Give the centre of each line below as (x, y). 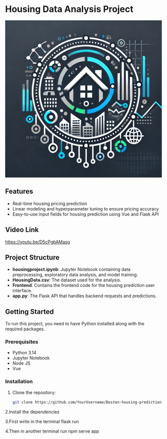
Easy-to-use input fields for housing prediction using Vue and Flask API (85, 214)
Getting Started (30, 312)
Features (19, 191)
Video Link (22, 230)
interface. (22, 291)
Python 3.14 (24, 353)
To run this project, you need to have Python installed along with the (75, 324)
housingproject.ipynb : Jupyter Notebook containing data (71, 269)
